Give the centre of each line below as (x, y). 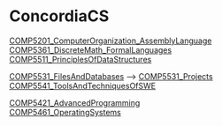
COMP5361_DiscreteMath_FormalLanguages (91, 49)
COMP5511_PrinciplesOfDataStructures (80, 59)
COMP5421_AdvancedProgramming (75, 102)
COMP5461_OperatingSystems (65, 112)
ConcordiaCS (59, 16)
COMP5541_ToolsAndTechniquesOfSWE (83, 85)
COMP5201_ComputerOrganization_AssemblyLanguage (111, 41)
